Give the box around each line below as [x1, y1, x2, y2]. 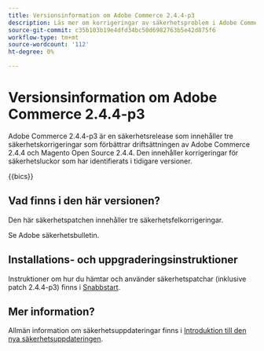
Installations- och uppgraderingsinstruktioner [8, 253, 238, 267]
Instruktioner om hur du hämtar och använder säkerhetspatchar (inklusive [8, 274, 247, 283]
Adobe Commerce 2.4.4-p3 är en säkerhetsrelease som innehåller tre [8, 131, 233, 141]
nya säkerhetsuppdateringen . [8, 335, 104, 344]
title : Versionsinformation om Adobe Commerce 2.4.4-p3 [8, 11, 195, 20]
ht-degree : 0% [8, 48, 55, 56]
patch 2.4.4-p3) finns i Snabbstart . [8, 282, 121, 291]
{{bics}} [8, 171, 34, 181]
